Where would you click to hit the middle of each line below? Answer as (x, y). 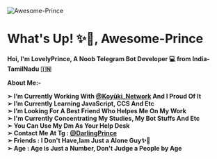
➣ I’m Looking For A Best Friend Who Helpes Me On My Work (97, 110)
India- (201, 58)
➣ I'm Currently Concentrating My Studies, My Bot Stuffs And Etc (104, 118)
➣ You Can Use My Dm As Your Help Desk (69, 126)
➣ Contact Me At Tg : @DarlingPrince (62, 133)
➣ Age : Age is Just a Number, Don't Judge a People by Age (95, 148)
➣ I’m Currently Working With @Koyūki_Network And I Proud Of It (104, 96)
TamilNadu (23, 69)
